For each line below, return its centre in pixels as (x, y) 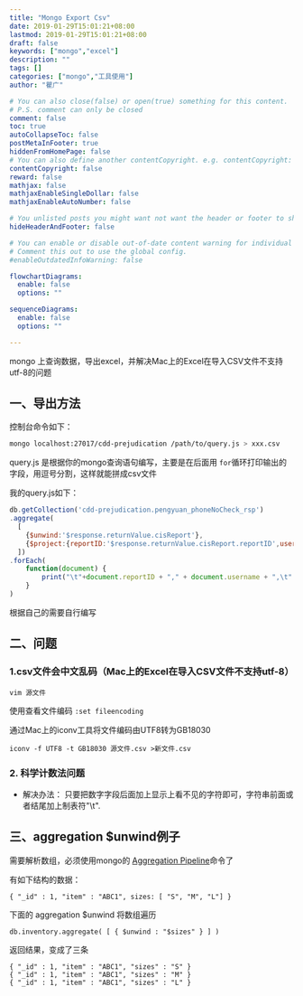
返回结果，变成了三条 (49, 949)
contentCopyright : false (56, 168)
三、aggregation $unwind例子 (95, 837)
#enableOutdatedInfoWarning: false (76, 260)
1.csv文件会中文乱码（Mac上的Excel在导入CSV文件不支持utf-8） (152, 672)
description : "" (40, 60)
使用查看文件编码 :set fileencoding (77, 710)
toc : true (28, 127)
